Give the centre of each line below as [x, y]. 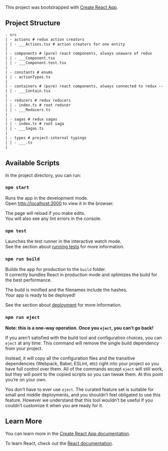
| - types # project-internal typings [46, 138]
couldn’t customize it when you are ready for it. [54, 405]
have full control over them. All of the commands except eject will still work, [84, 369]
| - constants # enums [29, 72]
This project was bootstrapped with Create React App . [62, 7]
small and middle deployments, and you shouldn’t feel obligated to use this [83, 394]
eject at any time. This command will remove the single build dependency [82, 343]
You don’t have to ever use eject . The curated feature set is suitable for [79, 389]
